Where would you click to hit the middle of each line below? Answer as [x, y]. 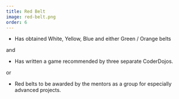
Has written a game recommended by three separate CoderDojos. [94, 61]
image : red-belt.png [31, 17]
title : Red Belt [26, 11]
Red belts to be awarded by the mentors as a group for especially [93, 84]
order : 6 [17, 22]
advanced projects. [38, 90]
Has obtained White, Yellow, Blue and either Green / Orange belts [93, 39]
